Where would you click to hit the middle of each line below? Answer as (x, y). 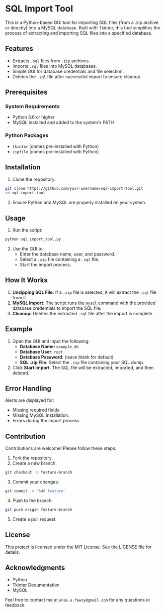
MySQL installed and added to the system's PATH (63, 122)
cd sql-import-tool (25, 193)
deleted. (21, 373)
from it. (20, 297)
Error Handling (28, 388)
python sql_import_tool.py (33, 240)
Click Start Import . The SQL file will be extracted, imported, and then (83, 367)
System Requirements (33, 107)
